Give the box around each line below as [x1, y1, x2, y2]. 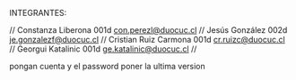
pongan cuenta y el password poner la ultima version [9, 61, 206, 71]
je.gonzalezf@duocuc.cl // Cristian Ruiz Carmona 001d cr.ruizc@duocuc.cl [9, 35, 285, 44]
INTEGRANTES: [9, 8, 67, 18]
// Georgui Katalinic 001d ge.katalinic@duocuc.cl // [9, 44, 197, 54]
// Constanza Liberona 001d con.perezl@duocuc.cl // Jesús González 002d [9, 25, 288, 35]
